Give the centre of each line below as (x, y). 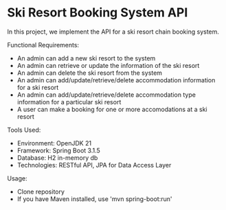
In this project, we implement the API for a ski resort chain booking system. (113, 32)
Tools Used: (24, 130)
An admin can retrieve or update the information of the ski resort (108, 65)
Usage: (17, 178)
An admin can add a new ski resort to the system (86, 58)
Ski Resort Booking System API (98, 13)
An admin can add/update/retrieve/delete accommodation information (116, 80)
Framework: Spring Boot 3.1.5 (59, 150)
